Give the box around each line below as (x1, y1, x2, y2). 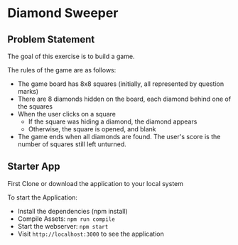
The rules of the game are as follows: (7, 66, 117, 74)
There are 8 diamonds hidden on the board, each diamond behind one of (17, 94, 232, 103)
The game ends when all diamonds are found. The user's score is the (17, 133, 221, 141)
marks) (17, 87, 39, 95)
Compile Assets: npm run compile (17, 214, 115, 223)
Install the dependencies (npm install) (17, 207, 128, 215)
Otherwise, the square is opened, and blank (28, 125, 156, 133)
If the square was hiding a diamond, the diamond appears (28, 117, 198, 126)
